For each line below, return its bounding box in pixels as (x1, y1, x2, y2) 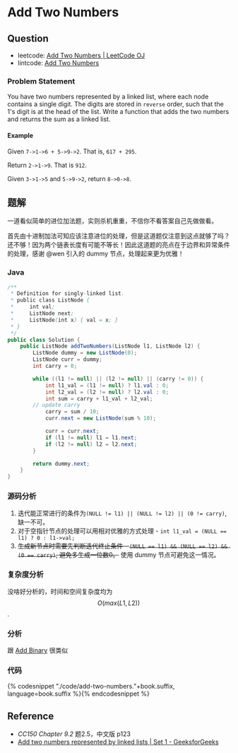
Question (7, 33, 49, 45)
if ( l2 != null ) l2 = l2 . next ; (44, 440, 138, 448)
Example (7, 131, 34, 139)
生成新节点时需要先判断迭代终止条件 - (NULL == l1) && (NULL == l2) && (17, 541, 228, 550)
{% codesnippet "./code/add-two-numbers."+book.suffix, (7, 682, 175, 691)
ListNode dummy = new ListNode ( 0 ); (32, 350, 138, 357)
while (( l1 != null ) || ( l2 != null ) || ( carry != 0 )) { (32, 375, 204, 382)
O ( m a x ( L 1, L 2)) (97, 599, 141, 607)
